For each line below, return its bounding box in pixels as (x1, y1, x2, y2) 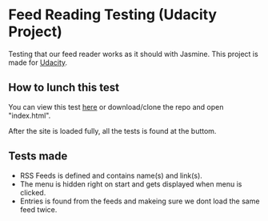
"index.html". (8, 110, 51, 120)
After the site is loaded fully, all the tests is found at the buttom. (8, 126, 217, 135)
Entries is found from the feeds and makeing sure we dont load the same (19, 196, 260, 206)
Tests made (8, 150, 68, 163)
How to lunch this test (8, 81, 120, 94)
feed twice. (19, 204, 58, 214)
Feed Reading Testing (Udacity (8, 6, 218, 24)
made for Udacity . (8, 58, 68, 67)
